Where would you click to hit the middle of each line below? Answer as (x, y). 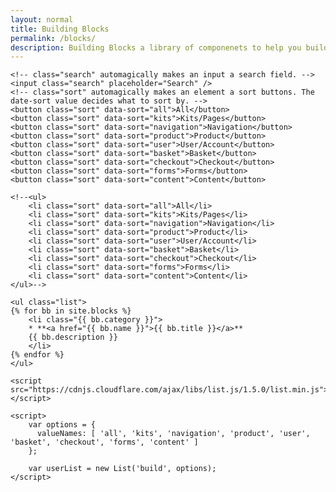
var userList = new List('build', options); (122, 469)
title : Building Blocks (60, 29)
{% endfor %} (37, 355)
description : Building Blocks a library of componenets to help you (156, 47)
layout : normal (42, 19)
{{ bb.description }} (73, 337)
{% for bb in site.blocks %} (71, 311)
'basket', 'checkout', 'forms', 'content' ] (104, 442)
